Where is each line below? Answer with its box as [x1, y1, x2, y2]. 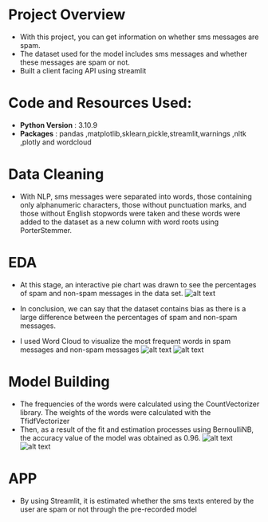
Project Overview [8, 6, 126, 24]
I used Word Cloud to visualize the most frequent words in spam [19, 336, 231, 346]
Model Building [8, 373, 110, 390]
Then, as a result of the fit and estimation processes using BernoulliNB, [19, 425, 254, 434]
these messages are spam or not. [19, 57, 130, 67]
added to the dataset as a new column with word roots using [19, 217, 219, 227]
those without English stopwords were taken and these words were [19, 208, 241, 218]
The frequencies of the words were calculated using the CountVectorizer [19, 399, 260, 409]
